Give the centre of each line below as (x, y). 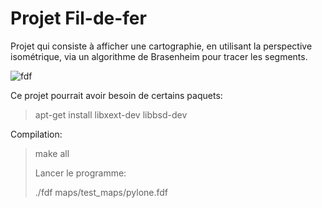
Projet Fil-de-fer (78, 18)
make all (52, 153)
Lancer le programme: (80, 173)
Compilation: (36, 134)
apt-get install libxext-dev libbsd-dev (111, 114)
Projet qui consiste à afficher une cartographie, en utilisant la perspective (161, 46)
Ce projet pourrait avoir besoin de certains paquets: (116, 95)
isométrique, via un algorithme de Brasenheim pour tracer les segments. (159, 56)
